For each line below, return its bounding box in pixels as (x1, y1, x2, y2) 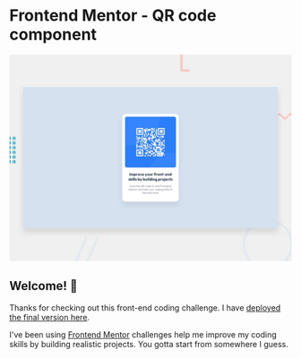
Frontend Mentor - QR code (9, 5, 217, 26)
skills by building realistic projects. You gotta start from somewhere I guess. (9, 338, 288, 349)
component (9, 24, 97, 45)
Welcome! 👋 (9, 278, 78, 294)
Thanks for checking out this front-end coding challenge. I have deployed (9, 302, 281, 313)
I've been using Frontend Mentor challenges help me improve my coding (9, 328, 277, 340)
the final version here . (9, 311, 90, 322)
